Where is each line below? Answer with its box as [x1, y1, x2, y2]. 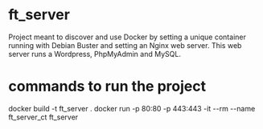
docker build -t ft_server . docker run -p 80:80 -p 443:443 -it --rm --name [8, 103, 256, 113]
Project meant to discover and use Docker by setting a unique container [8, 32, 247, 42]
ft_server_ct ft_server [8, 112, 79, 122]
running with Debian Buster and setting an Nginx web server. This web [8, 40, 242, 50]
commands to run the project [8, 78, 207, 95]
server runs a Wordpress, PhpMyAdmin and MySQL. [8, 49, 181, 58]
